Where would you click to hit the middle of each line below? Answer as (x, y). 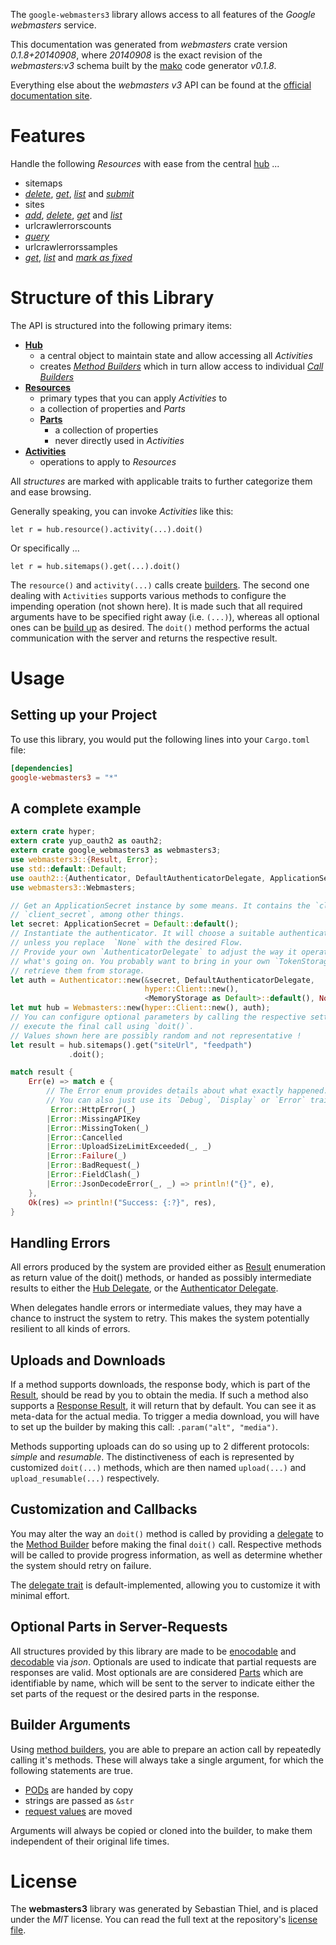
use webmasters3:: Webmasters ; (73, 887)
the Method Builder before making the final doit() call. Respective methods (166, 1544)
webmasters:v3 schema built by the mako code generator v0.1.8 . (143, 65)
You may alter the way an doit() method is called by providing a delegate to (167, 1533)
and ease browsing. (51, 491)
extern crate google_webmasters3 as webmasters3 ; (116, 850)
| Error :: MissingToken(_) (98, 1128)
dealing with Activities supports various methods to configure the (148, 595)
